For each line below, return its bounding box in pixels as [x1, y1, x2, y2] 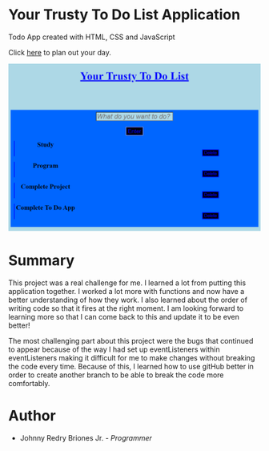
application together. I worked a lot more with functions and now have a [8, 286, 245, 296]
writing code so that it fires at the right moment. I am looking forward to [8, 303, 244, 313]
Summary [8, 251, 74, 269]
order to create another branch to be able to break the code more [8, 370, 224, 380]
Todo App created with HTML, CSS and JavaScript [8, 32, 175, 42]
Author [8, 406, 56, 425]
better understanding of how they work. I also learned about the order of [8, 295, 248, 304]
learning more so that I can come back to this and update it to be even [8, 312, 240, 321]
